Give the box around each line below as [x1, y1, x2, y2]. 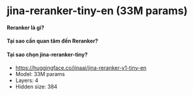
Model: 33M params [15, 70, 65, 77]
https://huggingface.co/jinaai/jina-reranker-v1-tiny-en [15, 64, 147, 71]
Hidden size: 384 [15, 83, 58, 90]
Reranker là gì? [7, 24, 45, 31]
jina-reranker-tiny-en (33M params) [7, 4, 188, 18]
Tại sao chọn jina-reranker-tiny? [7, 51, 88, 58]
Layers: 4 [15, 77, 39, 84]
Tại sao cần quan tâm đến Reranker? [7, 37, 99, 45]
